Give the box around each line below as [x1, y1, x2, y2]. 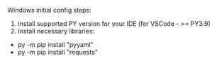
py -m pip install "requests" [17, 48, 98, 56]
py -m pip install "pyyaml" [17, 41, 94, 48]
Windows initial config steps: [7, 6, 91, 14]
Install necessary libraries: [17, 27, 94, 35]
